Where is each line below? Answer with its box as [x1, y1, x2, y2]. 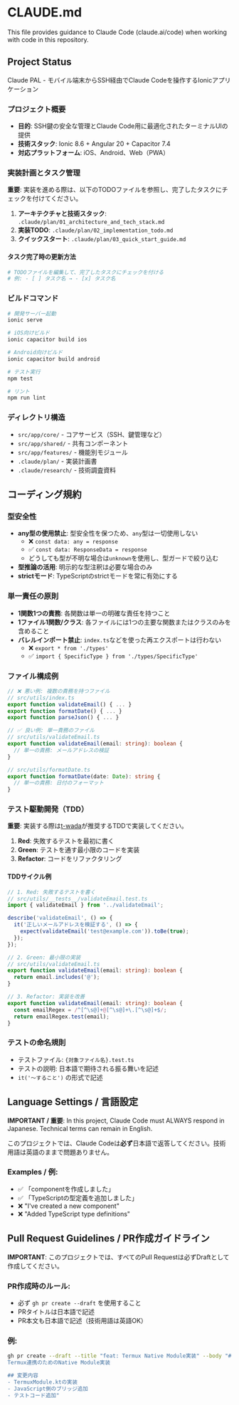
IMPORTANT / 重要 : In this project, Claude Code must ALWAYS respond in [7, 1116, 225, 1125]
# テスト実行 [7, 368, 41, 376]
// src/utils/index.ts [7, 694, 75, 701]
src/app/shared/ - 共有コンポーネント [17, 439, 129, 447]
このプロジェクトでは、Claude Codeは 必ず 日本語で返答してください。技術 [7, 1139, 226, 1147]
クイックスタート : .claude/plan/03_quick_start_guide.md [17, 235, 186, 243]
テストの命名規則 [7, 1038, 66, 1048]
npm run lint [7, 394, 46, 402]
